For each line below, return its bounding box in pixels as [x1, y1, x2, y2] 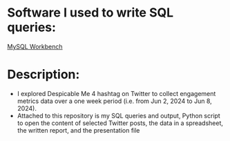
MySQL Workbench [7, 42, 64, 50]
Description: [7, 67, 80, 82]
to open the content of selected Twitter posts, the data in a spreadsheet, [17, 119, 223, 127]
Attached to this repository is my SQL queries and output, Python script [17, 111, 221, 120]
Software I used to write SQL [7, 5, 174, 21]
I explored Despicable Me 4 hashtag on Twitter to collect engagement [17, 89, 216, 97]
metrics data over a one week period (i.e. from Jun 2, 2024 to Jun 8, [17, 97, 212, 105]
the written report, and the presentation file [17, 126, 140, 134]
